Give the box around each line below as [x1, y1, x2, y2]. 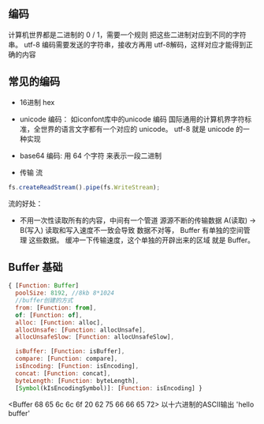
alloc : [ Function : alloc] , [15, 318, 104, 326]
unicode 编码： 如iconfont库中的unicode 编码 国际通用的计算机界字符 [19, 114, 245, 124]
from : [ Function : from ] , [15, 303, 97, 312]
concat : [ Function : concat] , [15, 370, 111, 377]
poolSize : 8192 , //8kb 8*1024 [15, 289, 114, 298]
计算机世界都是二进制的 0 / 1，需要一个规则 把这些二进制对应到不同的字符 [8, 30, 247, 39]
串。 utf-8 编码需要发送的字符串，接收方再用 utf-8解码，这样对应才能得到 [8, 39, 247, 49]
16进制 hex [19, 97, 55, 107]
